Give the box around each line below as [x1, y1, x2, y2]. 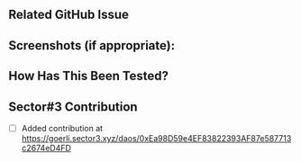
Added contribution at [21, 122, 104, 133]
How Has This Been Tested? [8, 68, 169, 84]
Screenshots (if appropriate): [8, 38, 176, 53]
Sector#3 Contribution [8, 99, 138, 114]
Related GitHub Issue [8, 7, 130, 22]
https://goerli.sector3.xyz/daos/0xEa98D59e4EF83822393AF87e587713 [21, 133, 292, 144]
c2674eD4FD [21, 143, 71, 154]
